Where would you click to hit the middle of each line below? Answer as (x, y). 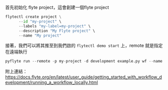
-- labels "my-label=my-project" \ (55, 26)
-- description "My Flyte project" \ (57, 31)
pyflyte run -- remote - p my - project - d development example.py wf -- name (84, 61)
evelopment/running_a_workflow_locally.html (52, 82)
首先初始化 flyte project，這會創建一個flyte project (57, 7)
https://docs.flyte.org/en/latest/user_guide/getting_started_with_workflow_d (83, 77)
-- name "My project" (40, 35)
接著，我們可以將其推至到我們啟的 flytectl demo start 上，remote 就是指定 (84, 45)
